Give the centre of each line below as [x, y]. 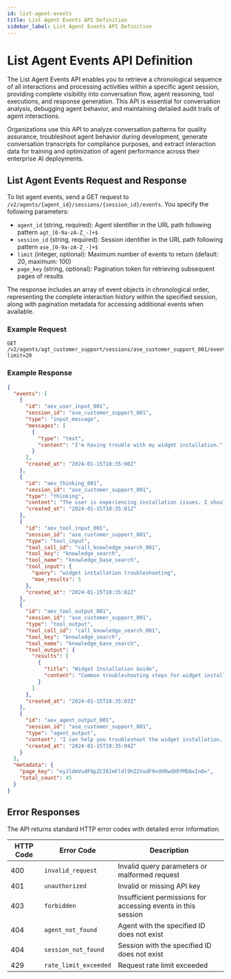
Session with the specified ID [165, 945]
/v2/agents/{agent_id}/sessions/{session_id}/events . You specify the [108, 205]
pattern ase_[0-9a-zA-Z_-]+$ [57, 247]
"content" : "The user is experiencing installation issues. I [116, 503]
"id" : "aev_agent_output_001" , [70, 721]
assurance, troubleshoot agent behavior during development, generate [107, 137]
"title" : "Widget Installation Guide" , [101, 669]
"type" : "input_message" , [62, 420]
